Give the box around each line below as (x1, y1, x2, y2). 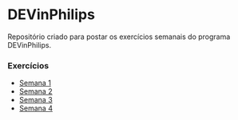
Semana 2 (18, 87, 53, 96)
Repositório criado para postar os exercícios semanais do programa (7, 32, 231, 41)
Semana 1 (18, 78, 51, 88)
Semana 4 (18, 103, 54, 113)
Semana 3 (18, 95, 53, 105)
